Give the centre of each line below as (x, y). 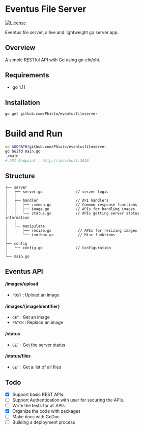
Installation (23, 102)
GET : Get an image (31, 317)
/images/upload (22, 284)
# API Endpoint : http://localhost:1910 (47, 161)
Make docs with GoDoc (36, 416)
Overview (20, 48)
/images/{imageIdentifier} (32, 306)
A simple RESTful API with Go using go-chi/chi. (53, 60)
